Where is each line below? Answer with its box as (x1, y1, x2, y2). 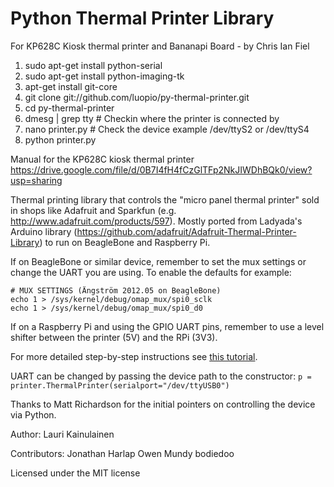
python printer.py (24, 133, 97, 146)
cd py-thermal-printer (24, 102, 115, 114)
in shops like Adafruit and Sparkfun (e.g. (10, 204, 177, 216)
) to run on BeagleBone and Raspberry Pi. (39, 236, 211, 248)
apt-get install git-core (24, 80, 118, 92)
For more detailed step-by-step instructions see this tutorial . (10, 350, 258, 362)
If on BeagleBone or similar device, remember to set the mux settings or (10, 255, 307, 267)
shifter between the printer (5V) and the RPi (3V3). (10, 331, 218, 343)
